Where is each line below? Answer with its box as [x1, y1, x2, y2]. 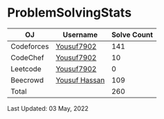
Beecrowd [10, 75, 44, 84]
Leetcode [10, 64, 42, 73]
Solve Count [111, 30, 154, 39]
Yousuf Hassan [55, 75, 105, 84]
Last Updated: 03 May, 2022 [7, 104, 89, 112]
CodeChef [10, 53, 44, 62]
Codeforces [10, 42, 50, 51]
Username [62, 30, 98, 39]
